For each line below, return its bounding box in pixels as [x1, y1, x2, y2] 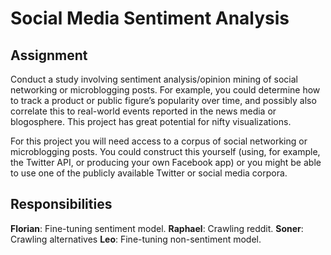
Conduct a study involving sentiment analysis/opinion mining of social [10, 73, 298, 85]
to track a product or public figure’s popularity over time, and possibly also [10, 95, 317, 106]
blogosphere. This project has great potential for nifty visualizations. [10, 116, 292, 127]
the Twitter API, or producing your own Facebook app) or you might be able [10, 157, 322, 168]
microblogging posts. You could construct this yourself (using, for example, [10, 146, 321, 157]
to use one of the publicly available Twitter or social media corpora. [10, 167, 288, 179]
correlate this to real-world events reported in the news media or [10, 105, 277, 117]
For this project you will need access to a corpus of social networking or [10, 135, 308, 147]
